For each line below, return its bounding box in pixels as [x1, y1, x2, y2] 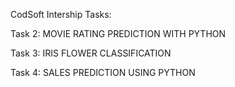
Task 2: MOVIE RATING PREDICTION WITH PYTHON [10, 28, 227, 39]
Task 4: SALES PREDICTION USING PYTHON [10, 67, 196, 78]
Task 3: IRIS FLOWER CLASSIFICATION [10, 47, 172, 59]
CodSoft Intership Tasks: [10, 9, 112, 20]
